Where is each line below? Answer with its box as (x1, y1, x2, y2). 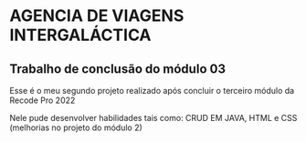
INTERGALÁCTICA (9, 25, 153, 46)
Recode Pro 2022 (9, 95, 76, 106)
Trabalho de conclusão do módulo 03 (9, 61, 227, 76)
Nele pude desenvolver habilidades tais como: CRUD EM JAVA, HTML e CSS (9, 113, 298, 123)
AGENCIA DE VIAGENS (9, 5, 185, 26)
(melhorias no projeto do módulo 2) (9, 122, 143, 133)
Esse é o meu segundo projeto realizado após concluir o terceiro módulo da (9, 86, 295, 96)
